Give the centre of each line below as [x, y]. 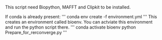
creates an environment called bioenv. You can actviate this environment [79, 22]
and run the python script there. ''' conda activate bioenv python [71, 27]
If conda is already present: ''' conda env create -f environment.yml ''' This [81, 17]
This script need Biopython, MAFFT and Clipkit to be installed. [68, 7]
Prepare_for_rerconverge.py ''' [36, 32]
